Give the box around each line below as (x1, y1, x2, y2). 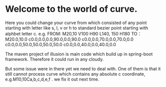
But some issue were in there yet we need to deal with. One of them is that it (5, 65, 161, 72)
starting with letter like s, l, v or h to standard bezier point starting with (5, 25, 149, 30)
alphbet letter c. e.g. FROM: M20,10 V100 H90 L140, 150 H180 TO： (5, 30, 142, 36)
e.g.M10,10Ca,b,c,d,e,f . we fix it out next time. (5, 76, 100, 82)
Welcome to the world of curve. (5, 3, 138, 15)
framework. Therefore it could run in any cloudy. (5, 56, 104, 62)
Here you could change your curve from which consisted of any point (5, 20, 147, 26)
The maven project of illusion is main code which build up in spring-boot (5, 51, 153, 57)
